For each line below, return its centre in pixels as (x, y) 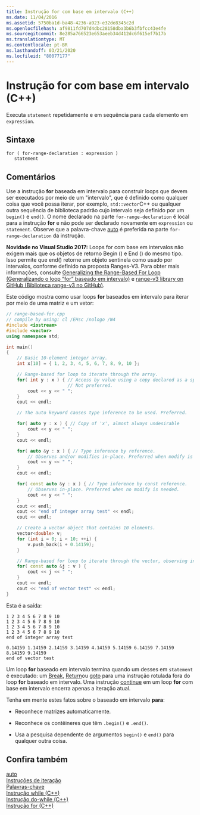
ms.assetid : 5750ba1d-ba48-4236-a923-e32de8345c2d (70, 23)
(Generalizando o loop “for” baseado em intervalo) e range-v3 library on (95, 279)
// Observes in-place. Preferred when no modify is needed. (104, 489)
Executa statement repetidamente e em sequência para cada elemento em (97, 114)
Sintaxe (21, 140)
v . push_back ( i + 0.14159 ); (61, 544)
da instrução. (69, 235)
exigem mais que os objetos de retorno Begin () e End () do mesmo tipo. (95, 253)
